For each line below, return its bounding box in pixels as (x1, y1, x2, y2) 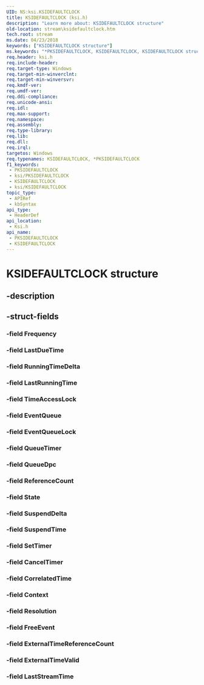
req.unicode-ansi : (6, 99, 53, 105)
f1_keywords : (6, 162, 39, 168)
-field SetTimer (6, 542, 52, 550)
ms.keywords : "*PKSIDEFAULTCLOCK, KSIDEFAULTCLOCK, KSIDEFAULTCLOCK (6, 49, 183, 55)
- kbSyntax (8, 201, 36, 207)
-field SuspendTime (6, 525, 67, 534)
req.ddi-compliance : (6, 94, 59, 100)
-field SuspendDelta (6, 509, 67, 517)
